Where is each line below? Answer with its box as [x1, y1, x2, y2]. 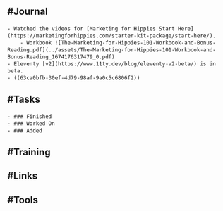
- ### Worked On [7, 120, 55, 127]
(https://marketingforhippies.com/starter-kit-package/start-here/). [7, 32, 217, 39]
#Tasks [7, 94, 41, 105]
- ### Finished [7, 113, 52, 120]
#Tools [7, 193, 39, 206]
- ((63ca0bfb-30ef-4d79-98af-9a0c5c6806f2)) [7, 74, 140, 82]
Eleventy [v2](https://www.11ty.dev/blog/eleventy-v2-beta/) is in [13, 60, 217, 68]
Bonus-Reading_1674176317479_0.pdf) [7, 53, 115, 60]
